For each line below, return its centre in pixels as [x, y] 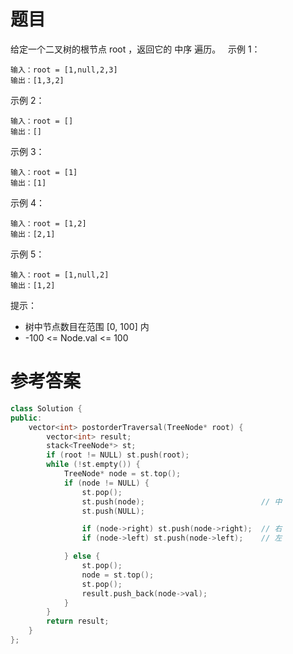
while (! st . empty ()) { [93, 465]
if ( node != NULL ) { [106, 483]
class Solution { [46, 408]
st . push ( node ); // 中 [182, 501]
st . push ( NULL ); [113, 511]
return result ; [78, 621]
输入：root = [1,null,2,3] [64, 70]
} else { [82, 556]
